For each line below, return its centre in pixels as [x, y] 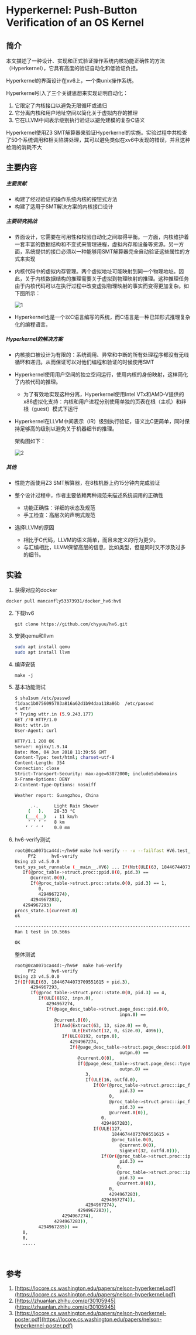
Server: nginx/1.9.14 [41, 747]
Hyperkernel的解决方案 [35, 339]
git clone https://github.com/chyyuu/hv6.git [71, 624]
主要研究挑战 [21, 221]
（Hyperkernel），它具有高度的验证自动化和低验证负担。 [74, 68]
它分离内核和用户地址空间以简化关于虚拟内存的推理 [76, 113]
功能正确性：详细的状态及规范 [59, 508]
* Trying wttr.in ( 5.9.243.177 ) [54, 714]
